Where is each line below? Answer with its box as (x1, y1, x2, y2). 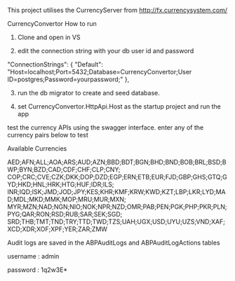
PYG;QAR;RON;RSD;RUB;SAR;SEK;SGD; (7, 210, 123, 218)
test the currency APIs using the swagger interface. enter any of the (7, 123, 204, 132)
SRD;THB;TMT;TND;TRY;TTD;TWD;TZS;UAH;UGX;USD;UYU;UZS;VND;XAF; (7, 217, 226, 226)
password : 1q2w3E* (7, 266, 68, 274)
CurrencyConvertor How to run (7, 20, 97, 27)
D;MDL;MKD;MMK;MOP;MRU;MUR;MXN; (7, 196, 126, 203)
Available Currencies (7, 144, 67, 153)
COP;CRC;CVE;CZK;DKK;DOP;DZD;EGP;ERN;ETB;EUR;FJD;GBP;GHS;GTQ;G (7, 173, 227, 181)
